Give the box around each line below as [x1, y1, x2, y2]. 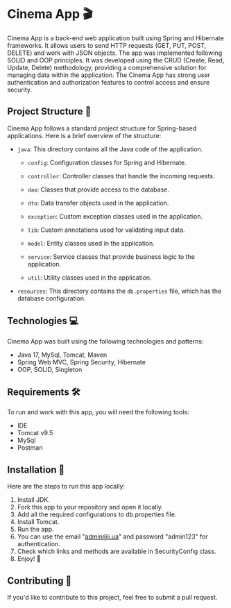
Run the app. [17, 525, 54, 534]
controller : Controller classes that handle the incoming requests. [27, 171, 215, 180]
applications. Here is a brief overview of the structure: [7, 131, 162, 140]
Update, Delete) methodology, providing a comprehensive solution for [7, 63, 207, 71]
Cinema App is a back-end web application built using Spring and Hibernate [7, 33, 224, 42]
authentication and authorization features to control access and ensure [7, 78, 210, 86]
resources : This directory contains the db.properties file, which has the [17, 287, 222, 295]
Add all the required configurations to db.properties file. [17, 510, 177, 518]
